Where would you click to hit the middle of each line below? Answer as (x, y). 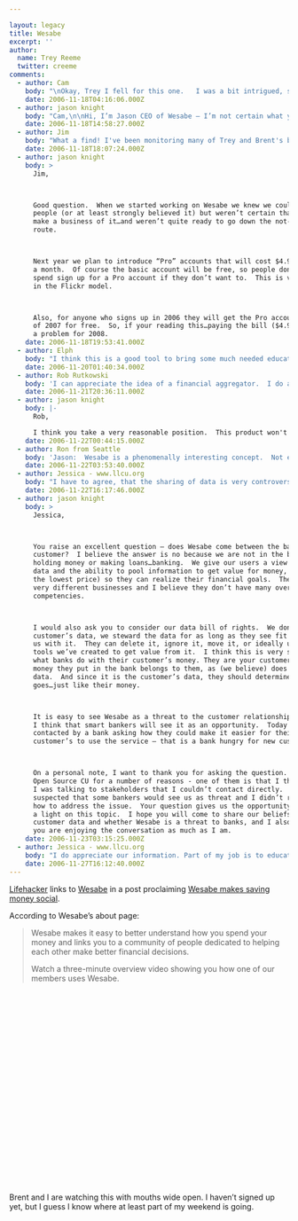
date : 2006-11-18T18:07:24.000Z (85, 149)
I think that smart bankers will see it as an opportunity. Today (160, 725)
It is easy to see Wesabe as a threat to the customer (136, 716)
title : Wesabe (35, 33)
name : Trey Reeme (49, 59)
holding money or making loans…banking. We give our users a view (160, 563)
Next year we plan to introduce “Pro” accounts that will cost (152, 262)
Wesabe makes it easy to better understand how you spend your (149, 933)
